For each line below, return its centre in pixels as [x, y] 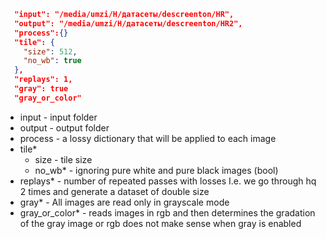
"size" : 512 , [50, 51]
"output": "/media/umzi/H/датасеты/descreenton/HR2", [128, 23]
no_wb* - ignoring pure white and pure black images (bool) [156, 170]
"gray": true [41, 89]
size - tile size [63, 159]
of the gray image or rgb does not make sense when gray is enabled [160, 223]
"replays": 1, [43, 80]
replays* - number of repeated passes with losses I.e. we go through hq [168, 181]
